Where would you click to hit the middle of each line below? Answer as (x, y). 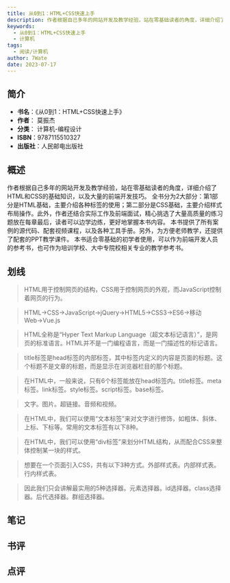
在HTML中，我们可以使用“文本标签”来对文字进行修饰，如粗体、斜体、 (122, 419)
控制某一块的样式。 (57, 450)
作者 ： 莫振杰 (36, 120)
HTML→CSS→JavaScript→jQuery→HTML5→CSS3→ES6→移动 (113, 312)
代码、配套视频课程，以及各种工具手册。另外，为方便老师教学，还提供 (124, 231)
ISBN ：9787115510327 (49, 137)
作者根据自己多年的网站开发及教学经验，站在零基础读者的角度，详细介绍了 (112, 188)
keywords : (21, 26)
